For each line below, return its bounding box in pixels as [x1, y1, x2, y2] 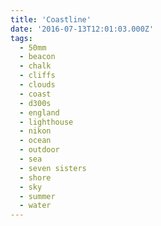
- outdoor [19, 145, 60, 155]
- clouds [19, 80, 56, 90]
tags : [10, 33, 33, 43]
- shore [19, 172, 52, 183]
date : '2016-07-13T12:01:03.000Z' [10, 24, 155, 34]
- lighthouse [19, 117, 74, 127]
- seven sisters [19, 163, 87, 173]
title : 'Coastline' [10, 14, 92, 25]
